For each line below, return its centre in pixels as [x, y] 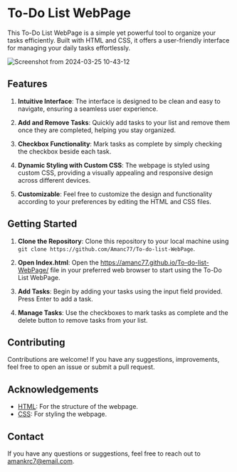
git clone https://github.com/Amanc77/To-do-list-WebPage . [106, 248]
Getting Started [42, 224]
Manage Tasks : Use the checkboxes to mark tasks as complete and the [123, 312]
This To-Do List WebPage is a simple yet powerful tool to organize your [112, 33]
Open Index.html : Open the [58, 262]
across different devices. [54, 180]
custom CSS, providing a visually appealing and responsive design [115, 173]
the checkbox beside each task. [64, 151]
